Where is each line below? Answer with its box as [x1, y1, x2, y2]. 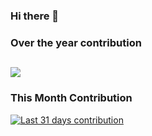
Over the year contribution [10, 35, 142, 49]
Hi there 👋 [10, 9, 60, 23]
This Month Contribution [10, 91, 133, 105]
